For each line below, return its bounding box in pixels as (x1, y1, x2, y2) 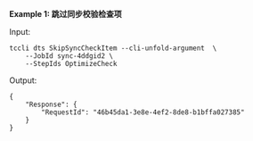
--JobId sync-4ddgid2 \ (25, 52, 114, 61)
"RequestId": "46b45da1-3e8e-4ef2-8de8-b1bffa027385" (41, 108, 245, 117)
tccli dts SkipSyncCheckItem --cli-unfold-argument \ (9, 44, 217, 53)
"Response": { (25, 100, 78, 109)
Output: (9, 75, 37, 86)
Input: (9, 27, 31, 37)
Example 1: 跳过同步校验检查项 (9, 9, 122, 19)
